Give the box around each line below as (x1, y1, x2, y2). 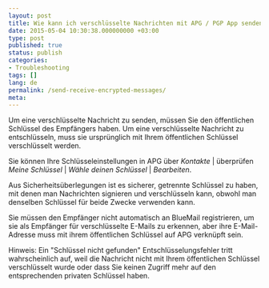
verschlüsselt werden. (8, 141, 82, 150)
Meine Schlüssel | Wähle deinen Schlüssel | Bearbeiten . (8, 165, 192, 174)
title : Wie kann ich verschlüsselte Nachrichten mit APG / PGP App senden (8, 19, 263, 27)
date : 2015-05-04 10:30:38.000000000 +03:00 (8, 26, 159, 34)
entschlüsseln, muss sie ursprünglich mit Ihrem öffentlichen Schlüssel (8, 133, 239, 142)
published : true (8, 42, 62, 50)
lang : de (8, 78, 38, 86)
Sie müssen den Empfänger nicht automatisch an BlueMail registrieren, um (8, 213, 255, 222)
